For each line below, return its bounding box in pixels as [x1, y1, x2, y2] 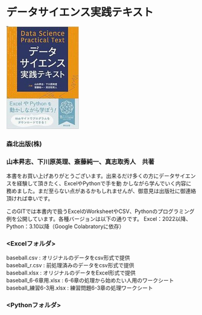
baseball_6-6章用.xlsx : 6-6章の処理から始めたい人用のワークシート [6, 277, 174, 284]
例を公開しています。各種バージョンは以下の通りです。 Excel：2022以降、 [6, 215, 192, 223]
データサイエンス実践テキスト [6, 5, 154, 19]
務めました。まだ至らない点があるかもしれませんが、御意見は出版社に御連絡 [6, 188, 197, 195]
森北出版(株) [6, 139, 42, 148]
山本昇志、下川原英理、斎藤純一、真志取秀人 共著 [6, 157, 155, 166]
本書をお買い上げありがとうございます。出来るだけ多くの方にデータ [6, 173, 175, 180]
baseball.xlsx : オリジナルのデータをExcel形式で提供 [6, 269, 136, 276]
